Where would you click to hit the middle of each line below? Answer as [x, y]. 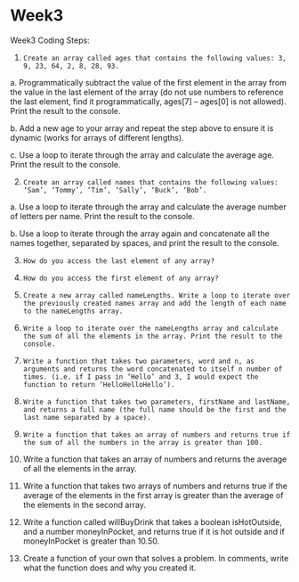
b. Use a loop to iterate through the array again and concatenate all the [140, 234]
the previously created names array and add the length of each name [155, 303]
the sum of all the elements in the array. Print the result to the [153, 336]
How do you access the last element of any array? [119, 261]
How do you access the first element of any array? [121, 278]
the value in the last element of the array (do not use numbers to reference [147, 92]
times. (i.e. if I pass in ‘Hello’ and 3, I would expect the [141, 377]
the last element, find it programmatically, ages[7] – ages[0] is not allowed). [149, 101]
